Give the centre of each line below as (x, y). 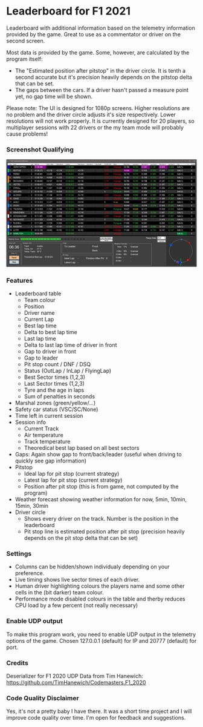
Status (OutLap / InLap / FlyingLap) (68, 371)
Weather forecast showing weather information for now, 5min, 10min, (101, 499)
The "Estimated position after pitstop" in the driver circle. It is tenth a (100, 70)
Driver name (40, 313)
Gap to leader (41, 358)
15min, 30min (32, 506)
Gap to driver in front (50, 352)
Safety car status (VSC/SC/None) (56, 409)
